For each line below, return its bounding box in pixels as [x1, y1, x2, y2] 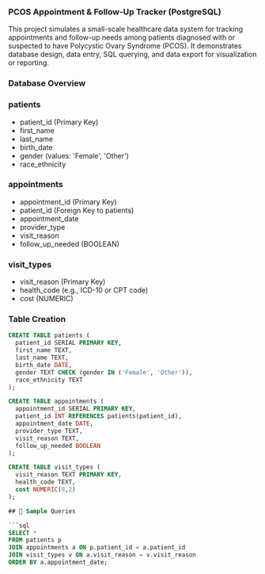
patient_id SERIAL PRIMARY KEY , [15, 339, 123, 347]
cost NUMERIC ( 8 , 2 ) [15, 486, 77, 494]
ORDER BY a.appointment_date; [8, 558, 108, 567]
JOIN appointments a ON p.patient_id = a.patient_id [8, 544, 186, 552]
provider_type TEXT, [15, 427, 83, 434]
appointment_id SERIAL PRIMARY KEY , [15, 405, 136, 413]
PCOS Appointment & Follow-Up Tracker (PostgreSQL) [8, 6, 221, 17]
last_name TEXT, [15, 354, 69, 362]
